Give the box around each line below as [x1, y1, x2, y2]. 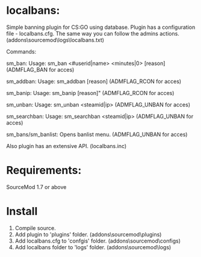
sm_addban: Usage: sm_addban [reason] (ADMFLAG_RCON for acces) [6, 78, 182, 85]
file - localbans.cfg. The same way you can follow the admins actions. [6, 29, 179, 37]
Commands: [6, 48, 37, 55]
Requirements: [6, 164, 82, 178]
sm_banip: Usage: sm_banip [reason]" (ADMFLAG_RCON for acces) [6, 89, 175, 96]
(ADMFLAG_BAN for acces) [6, 66, 75, 73]
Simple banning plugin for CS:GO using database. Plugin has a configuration [6, 23, 196, 31]
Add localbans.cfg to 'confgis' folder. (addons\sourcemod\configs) [14, 237, 181, 244]
